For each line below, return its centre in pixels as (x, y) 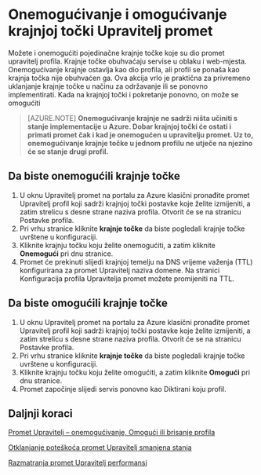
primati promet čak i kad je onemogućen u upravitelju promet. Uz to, (140, 134)
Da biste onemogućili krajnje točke (94, 176)
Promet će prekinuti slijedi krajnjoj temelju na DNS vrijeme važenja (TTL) (136, 261)
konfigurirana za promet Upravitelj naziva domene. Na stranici (120, 270)
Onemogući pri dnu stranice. (66, 254)
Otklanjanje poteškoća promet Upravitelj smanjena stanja (100, 448)
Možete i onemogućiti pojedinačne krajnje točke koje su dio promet (116, 53)
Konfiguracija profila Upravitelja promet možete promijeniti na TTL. (127, 278)
